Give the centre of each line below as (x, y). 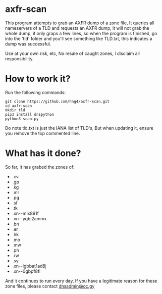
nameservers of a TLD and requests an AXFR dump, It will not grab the (77, 28)
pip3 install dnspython (30, 114)
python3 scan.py (22, 119)
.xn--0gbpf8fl (26, 271)
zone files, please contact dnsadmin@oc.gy (50, 286)
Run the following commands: (35, 92)
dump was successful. (28, 44)
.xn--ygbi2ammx (29, 218)
